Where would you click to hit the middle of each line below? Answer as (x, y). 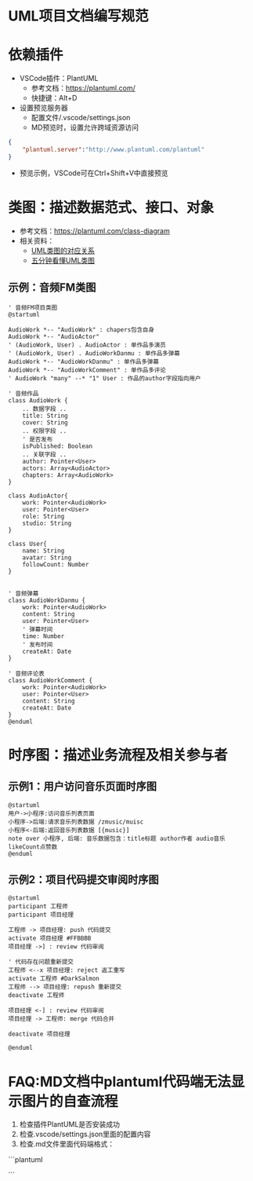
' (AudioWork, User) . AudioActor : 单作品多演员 (87, 345)
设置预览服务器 (43, 108)
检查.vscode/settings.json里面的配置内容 (85, 1134)
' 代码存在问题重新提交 (41, 962)
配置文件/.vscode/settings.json (81, 118)
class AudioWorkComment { (50, 680)
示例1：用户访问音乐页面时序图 (83, 787)
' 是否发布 (38, 439)
